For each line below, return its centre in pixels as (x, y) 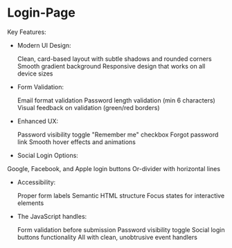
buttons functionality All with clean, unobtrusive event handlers (107, 237)
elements (30, 203)
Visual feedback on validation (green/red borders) (89, 107)
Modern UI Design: (44, 45)
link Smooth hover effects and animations (77, 142)
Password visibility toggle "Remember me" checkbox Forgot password (118, 134)
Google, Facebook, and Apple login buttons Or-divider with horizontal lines (114, 168)
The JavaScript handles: (52, 216)
